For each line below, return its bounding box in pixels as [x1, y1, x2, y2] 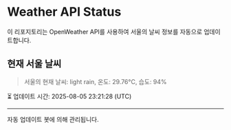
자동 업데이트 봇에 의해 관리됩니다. [7, 115, 99, 123]
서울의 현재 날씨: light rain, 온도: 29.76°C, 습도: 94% [23, 77, 167, 86]
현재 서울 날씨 [7, 58, 62, 70]
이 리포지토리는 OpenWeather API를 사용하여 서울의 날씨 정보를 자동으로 [7, 27, 203, 36]
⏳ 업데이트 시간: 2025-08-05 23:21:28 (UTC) [7, 92, 132, 100]
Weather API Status [7, 4, 122, 20]
